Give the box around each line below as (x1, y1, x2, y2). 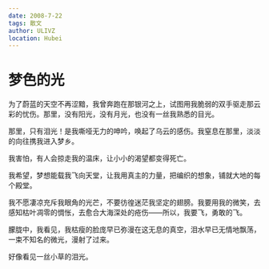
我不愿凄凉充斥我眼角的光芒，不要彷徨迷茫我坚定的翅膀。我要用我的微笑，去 (8, 198, 261, 207)
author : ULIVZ (8, 26, 56, 35)
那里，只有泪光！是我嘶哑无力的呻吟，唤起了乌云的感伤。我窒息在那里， (8, 126, 247, 137)
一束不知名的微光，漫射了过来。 (8, 234, 114, 245)
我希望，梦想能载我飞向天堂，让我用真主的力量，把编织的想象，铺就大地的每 (8, 170, 261, 181)
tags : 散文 (8, 19, 42, 27)
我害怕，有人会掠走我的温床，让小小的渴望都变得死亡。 (8, 153, 191, 163)
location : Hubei (8, 34, 62, 43)
